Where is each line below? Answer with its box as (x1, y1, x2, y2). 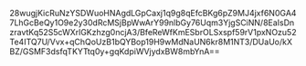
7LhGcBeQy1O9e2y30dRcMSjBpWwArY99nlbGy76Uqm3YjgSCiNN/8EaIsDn (9, 17, 295, 28)
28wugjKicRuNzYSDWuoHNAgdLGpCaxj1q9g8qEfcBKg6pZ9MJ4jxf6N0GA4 (9, 8, 297, 18)
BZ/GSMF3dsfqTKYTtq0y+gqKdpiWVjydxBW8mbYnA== (9, 46, 221, 57)
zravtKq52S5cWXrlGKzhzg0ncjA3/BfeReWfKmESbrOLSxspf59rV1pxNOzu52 (9, 27, 297, 37)
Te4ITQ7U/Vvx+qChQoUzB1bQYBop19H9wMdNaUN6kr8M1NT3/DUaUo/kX (9, 36, 292, 47)
